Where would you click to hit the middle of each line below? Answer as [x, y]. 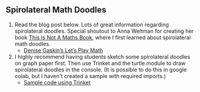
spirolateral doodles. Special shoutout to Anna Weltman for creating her [104, 31]
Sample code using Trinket [57, 82]
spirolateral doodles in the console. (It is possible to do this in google [101, 70]
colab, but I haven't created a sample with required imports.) [90, 76]
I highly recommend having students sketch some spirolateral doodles [102, 56]
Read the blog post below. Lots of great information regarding [92, 24]
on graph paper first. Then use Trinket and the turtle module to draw [100, 63]
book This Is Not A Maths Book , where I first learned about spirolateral [102, 37]
